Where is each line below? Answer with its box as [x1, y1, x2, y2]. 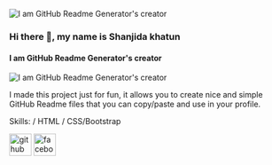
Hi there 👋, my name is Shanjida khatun [9, 30, 181, 43]
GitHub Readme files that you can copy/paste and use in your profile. [9, 98, 261, 110]
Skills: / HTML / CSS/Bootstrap [9, 116, 121, 127]
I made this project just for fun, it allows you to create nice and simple [9, 90, 263, 100]
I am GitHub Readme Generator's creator [9, 52, 162, 63]
